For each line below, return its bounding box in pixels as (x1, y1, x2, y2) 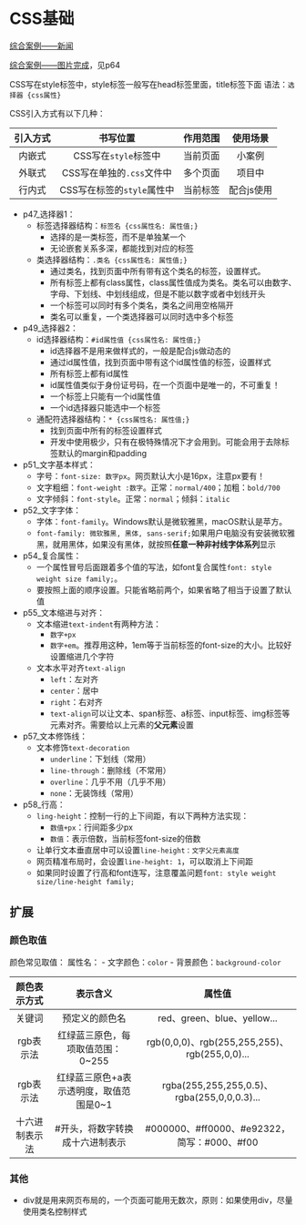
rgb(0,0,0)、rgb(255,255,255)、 (146, 1036, 290, 1048)
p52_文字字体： (22, 505, 82, 516)
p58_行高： (22, 799, 66, 810)
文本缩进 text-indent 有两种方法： (36, 618, 162, 629)
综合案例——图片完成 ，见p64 (9, 59, 121, 70)
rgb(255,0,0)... (185, 1047, 250, 1060)
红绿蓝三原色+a (56, 1071, 123, 1084)
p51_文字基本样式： (22, 459, 96, 470)
